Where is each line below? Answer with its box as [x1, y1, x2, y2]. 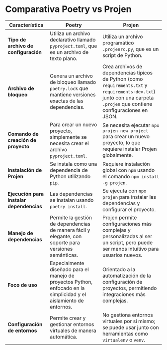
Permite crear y [49, 315, 86, 322]
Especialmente [49, 260, 84, 267]
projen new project [102, 128, 149, 133]
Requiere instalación [102, 160, 150, 167]
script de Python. [102, 51, 143, 58]
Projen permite [102, 214, 137, 221]
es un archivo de [49, 48, 88, 55]
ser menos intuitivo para [102, 245, 159, 252]
